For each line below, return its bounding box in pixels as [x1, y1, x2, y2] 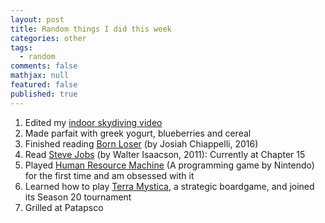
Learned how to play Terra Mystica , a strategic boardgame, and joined [24, 180, 315, 192]
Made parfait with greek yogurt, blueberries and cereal [24, 127, 252, 139]
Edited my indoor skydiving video [24, 116, 163, 128]
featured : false [10, 80, 78, 90]
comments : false [10, 61, 78, 71]
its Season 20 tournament [24, 191, 132, 203]
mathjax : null [10, 71, 70, 81]
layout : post [10, 14, 65, 25]
